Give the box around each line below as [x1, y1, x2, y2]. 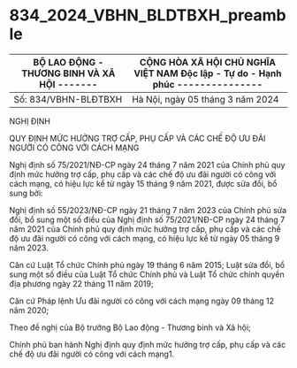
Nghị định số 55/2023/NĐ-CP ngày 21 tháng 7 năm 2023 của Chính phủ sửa [9, 204, 287, 215]
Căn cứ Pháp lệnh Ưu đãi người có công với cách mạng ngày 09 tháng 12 [9, 295, 275, 306]
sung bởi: [9, 188, 43, 198]
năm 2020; [9, 304, 49, 315]
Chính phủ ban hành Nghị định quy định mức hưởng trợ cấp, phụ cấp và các [9, 339, 286, 349]
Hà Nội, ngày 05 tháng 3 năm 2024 [132, 93, 279, 105]
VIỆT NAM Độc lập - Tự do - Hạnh [133, 67, 282, 80]
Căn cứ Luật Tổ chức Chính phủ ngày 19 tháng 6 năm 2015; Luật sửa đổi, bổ [9, 259, 286, 270]
